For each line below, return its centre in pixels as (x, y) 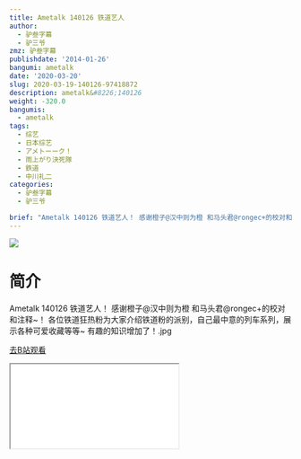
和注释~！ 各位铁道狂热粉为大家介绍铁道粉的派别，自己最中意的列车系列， (146, 319)
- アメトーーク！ (45, 151)
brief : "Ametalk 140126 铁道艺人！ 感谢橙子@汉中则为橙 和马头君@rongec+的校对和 (151, 217)
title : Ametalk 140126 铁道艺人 (67, 18)
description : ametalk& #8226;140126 (76, 93)
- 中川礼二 (35, 176)
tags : (19, 127)
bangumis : (28, 110)
